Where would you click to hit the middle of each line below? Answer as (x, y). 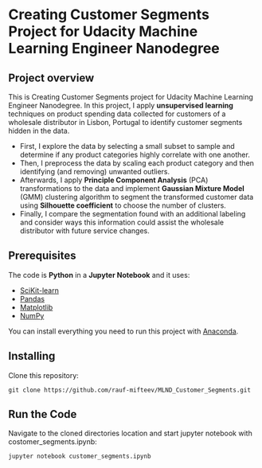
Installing (32, 356)
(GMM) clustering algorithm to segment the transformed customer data (137, 197)
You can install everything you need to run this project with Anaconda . (123, 331)
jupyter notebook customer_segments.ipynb (80, 456)
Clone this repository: (44, 375)
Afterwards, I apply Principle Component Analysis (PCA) (114, 180)
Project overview (51, 78)
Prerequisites (42, 256)
